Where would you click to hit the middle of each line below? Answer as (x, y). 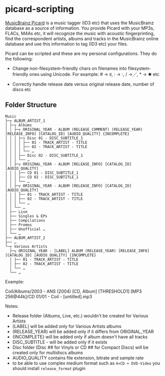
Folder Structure (31, 105)
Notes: (12, 306)
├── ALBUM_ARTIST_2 (25, 238)
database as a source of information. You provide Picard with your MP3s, (80, 28)
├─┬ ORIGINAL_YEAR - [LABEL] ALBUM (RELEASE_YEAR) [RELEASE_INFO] (80, 251)
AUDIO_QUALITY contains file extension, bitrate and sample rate (78, 358)
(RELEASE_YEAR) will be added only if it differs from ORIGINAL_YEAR (83, 331)
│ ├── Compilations (25, 220)
